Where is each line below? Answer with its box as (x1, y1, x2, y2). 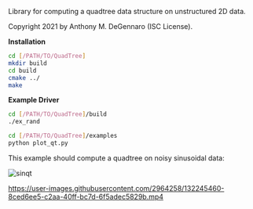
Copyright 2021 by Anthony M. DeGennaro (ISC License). (8, 22, 193, 31)
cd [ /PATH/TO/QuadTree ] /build (8, 110, 108, 118)
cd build (8, 67, 37, 74)
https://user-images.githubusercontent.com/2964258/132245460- (8, 183, 225, 193)
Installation (8, 37, 46, 46)
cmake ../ (8, 74, 41, 81)
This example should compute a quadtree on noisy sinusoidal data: (8, 153, 225, 163)
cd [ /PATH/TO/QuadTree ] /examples (8, 132, 118, 140)
